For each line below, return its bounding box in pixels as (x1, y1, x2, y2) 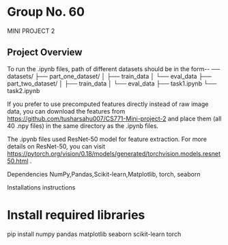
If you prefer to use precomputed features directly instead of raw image (7, 100, 209, 108)
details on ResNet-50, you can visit (7, 142, 106, 151)
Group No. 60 (7, 4, 85, 20)
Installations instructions (7, 183, 76, 192)
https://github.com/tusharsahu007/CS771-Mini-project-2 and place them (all (7, 114, 222, 122)
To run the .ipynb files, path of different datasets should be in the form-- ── (7, 64, 220, 73)
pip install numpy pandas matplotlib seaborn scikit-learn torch (7, 230, 182, 238)
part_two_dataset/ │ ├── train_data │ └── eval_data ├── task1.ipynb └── (7, 79, 217, 88)
